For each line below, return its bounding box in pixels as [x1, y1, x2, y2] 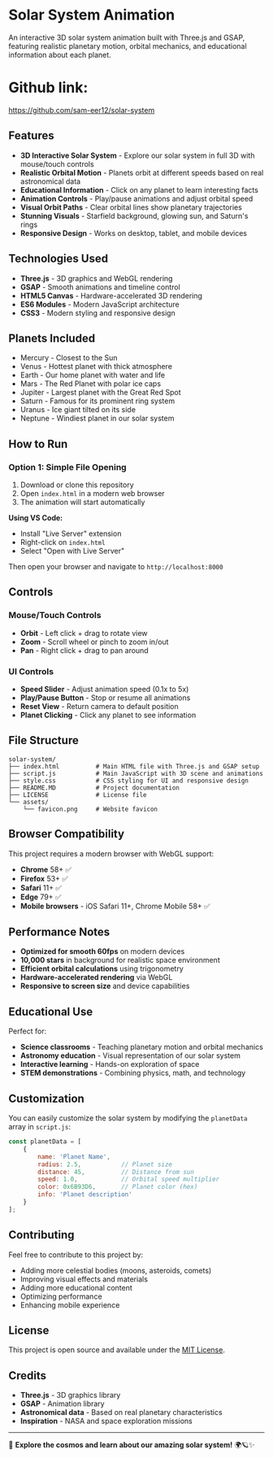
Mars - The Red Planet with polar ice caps [19, 379, 161, 389]
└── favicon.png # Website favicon [23, 805, 158, 813]
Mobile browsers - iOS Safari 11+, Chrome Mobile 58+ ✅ [19, 901, 210, 911]
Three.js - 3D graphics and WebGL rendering [19, 273, 173, 283]
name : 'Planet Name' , [37, 1152, 111, 1160]
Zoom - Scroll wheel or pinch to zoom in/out [19, 637, 169, 646]
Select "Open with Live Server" [19, 546, 125, 555]
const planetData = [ [8, 1138, 82, 1146]
